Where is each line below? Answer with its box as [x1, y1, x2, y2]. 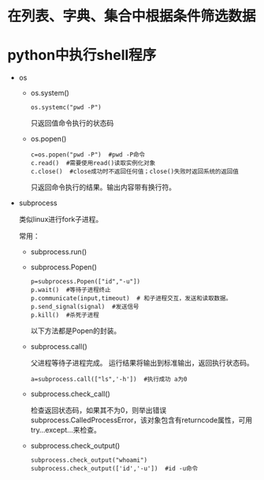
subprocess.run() [30, 247, 87, 257]
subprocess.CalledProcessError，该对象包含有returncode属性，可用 [30, 415, 253, 425]
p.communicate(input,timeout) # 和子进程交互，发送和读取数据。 [30, 294, 232, 302]
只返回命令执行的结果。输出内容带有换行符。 [30, 182, 177, 192]
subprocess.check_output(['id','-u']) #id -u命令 [30, 465, 199, 473]
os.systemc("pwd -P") [30, 103, 102, 111]
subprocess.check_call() [30, 389, 111, 399]
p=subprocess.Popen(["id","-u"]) [30, 278, 141, 286]
